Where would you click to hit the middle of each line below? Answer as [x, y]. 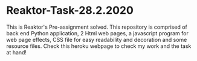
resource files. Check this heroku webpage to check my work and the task [99, 46]
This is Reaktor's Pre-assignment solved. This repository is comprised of [97, 27]
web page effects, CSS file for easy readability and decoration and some [97, 39]
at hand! [17, 52]
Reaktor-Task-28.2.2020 [70, 10]
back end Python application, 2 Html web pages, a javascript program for [97, 33]
